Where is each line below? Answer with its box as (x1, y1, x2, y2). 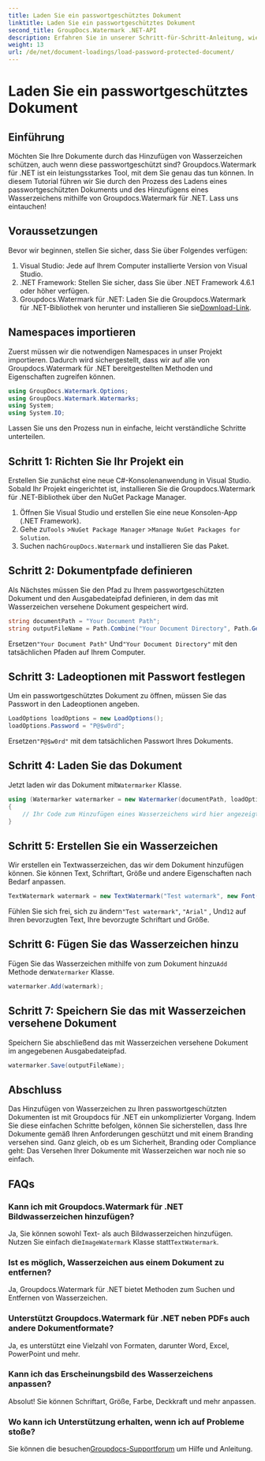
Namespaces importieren (8, 325, 136, 340)
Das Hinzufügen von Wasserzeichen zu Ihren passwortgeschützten (8, 1104, 227, 1114)
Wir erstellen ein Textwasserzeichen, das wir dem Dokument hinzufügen (8, 860, 244, 869)
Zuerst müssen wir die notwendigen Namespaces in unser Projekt (8, 347, 222, 356)
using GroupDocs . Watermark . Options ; (8, 387, 129, 395)
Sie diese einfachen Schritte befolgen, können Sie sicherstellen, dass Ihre (8, 1121, 248, 1130)
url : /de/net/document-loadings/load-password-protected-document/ (8, 48, 235, 56)
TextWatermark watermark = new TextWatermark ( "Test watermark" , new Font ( (8, 892, 259, 900)
